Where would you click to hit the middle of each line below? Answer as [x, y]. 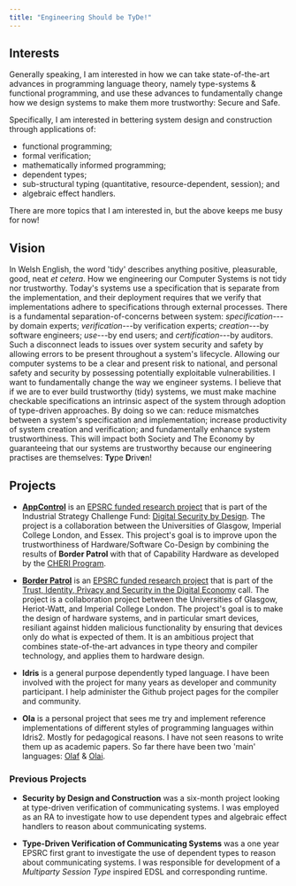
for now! [24, 220]
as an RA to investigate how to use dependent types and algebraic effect [154, 817]
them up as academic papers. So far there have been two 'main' [139, 747]
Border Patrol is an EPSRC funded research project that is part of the [148, 580]
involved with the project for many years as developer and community [149, 682]
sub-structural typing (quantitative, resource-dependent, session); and [151, 184]
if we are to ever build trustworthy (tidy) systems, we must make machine [143, 392]
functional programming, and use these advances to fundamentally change [146, 93]
